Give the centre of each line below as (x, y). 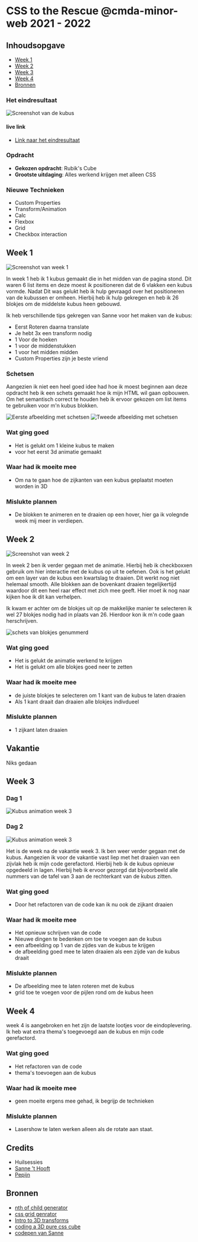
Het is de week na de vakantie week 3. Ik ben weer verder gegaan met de (96, 851)
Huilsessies (29, 1162)
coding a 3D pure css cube (48, 1227)
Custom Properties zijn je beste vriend (61, 358)
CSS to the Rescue (52, 11)
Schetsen (20, 374)
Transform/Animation (40, 209)
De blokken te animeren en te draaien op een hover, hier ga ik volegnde (102, 515)
